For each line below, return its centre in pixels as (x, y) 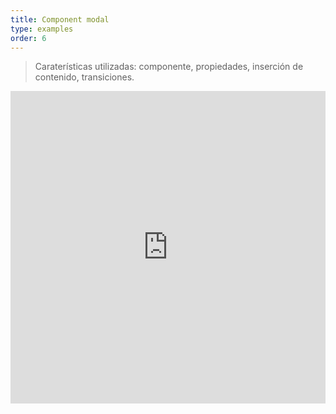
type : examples (42, 29)
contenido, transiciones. (84, 77)
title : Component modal (60, 19)
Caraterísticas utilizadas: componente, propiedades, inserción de (169, 67)
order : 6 (28, 38)
